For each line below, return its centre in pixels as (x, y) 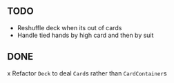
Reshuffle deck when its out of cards (69, 27)
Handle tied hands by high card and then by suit (85, 35)
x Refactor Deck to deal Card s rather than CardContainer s (87, 73)
